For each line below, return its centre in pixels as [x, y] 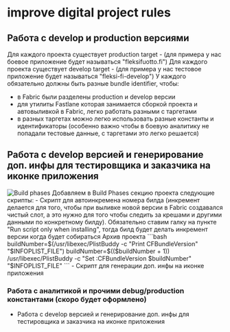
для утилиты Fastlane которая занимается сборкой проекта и [107, 104]
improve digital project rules [89, 13]
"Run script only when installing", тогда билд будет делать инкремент [107, 229]
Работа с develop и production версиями [98, 38]
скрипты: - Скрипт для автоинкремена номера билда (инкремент [104, 200]
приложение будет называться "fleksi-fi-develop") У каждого [97, 76]
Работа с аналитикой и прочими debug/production [96, 291]
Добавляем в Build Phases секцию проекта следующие [133, 193]
